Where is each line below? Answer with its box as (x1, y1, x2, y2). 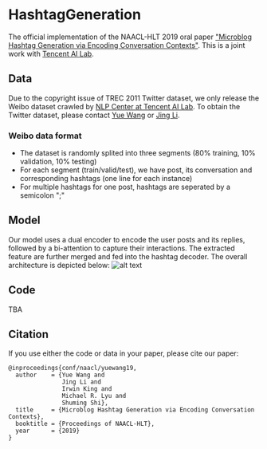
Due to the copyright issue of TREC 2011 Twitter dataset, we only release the (8, 93, 260, 103)
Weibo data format (8, 130, 82, 141)
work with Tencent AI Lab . (8, 49, 94, 58)
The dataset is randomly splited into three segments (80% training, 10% (19, 148, 257, 158)
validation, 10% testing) (19, 157, 97, 167)
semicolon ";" (19, 191, 65, 200)
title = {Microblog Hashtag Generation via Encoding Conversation (15, 406, 255, 414)
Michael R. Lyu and (61, 392, 127, 400)
